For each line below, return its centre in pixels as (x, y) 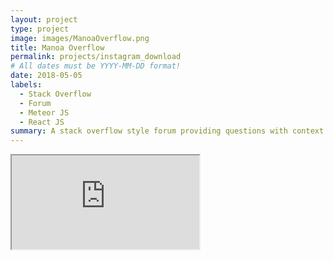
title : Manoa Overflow (57, 47)
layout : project (44, 19)
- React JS (42, 122)
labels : (26, 85)
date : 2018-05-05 (46, 76)
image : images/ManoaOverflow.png (80, 38)
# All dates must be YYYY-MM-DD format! (96, 66)
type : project (40, 29)
